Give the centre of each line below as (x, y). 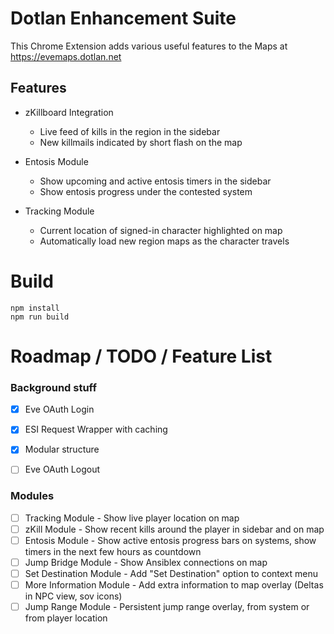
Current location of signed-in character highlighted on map (161, 230)
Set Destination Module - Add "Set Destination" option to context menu (171, 573)
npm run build (40, 317)
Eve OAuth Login (59, 409)
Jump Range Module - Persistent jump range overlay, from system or (167, 607)
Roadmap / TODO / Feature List (141, 356)
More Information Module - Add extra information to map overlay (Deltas (174, 585)
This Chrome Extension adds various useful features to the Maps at (149, 46)
